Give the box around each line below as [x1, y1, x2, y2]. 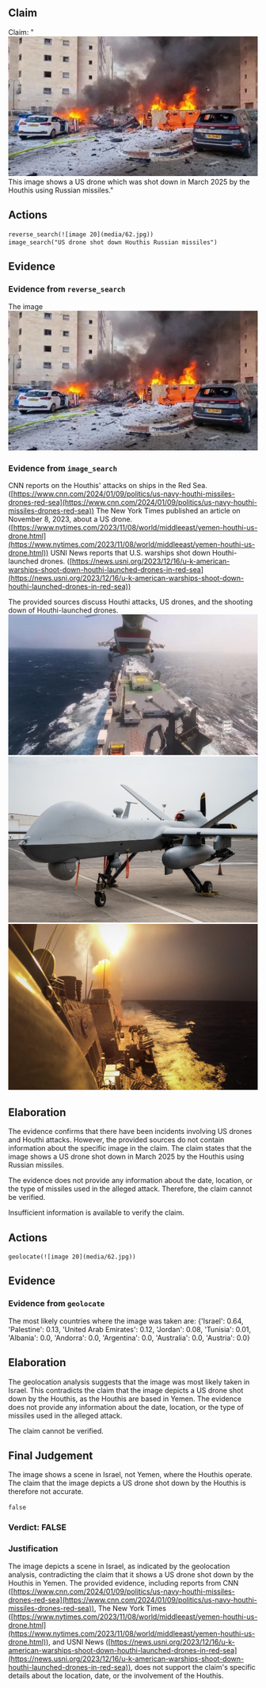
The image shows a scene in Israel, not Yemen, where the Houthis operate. [8, 1470, 253, 1480]
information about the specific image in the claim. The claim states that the [8, 1144, 252, 1153]
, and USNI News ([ [48, 1636, 111, 1647]
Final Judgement [8, 1449, 93, 1462]
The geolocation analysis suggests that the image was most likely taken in [8, 1377, 250, 1386]
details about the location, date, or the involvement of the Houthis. [8, 1671, 224, 1680]
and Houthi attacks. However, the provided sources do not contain [8, 1135, 225, 1144]
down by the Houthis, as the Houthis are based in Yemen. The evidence [8, 1394, 242, 1403]
